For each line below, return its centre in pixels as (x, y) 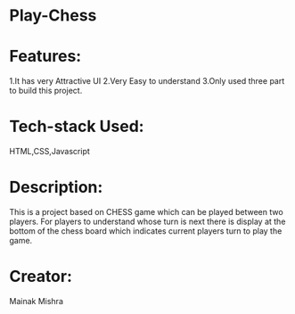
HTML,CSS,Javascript (50, 152)
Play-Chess (53, 16)
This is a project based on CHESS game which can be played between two (146, 212)
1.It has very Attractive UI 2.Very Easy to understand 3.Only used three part (147, 81)
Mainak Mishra (37, 301)
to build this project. (46, 91)
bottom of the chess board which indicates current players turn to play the (146, 231)
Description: (56, 187)
